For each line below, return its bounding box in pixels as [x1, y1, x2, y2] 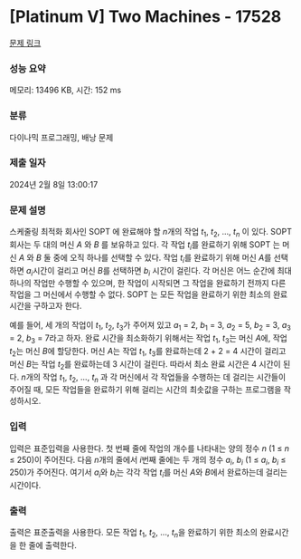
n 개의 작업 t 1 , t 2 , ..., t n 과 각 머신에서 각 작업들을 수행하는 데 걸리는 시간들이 [21, 371, 287, 384]
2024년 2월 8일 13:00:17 [9, 178, 99, 189]
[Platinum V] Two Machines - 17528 [9, 6, 282, 27]
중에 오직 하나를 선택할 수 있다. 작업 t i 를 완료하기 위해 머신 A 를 [52, 252, 272, 265]
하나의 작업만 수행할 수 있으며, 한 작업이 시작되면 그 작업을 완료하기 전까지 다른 [9, 278, 287, 289]
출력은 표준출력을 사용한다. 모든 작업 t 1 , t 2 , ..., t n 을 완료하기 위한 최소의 [9, 527, 259, 540]
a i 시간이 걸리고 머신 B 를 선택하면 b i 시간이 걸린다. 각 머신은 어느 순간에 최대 [25, 265, 292, 278]
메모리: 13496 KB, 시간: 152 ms [9, 84, 122, 96]
